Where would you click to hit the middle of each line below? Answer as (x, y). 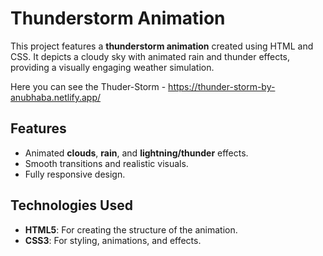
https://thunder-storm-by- (222, 86)
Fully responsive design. (75, 174)
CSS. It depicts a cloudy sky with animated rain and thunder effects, (150, 56)
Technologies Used (71, 205)
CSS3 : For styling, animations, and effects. (113, 240)
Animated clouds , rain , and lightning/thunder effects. (136, 153)
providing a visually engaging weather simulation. (112, 67)
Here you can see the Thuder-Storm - (88, 86)
